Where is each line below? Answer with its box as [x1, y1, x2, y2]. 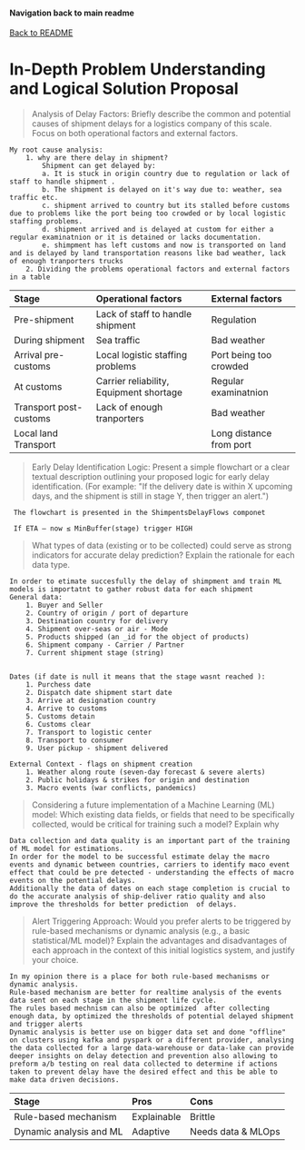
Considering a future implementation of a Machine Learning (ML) [31, 799, 275, 810]
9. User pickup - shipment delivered [25, 744, 169, 753]
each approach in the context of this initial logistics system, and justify [31, 945, 295, 956]
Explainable [131, 1111, 182, 1124]
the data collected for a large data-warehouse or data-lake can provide [9, 1044, 295, 1053]
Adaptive [131, 1125, 171, 1138]
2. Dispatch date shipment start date [25, 689, 172, 698]
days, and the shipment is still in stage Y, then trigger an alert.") [31, 491, 270, 501]
